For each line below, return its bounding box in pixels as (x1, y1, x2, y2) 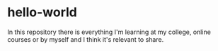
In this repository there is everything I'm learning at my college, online (7, 28, 211, 36)
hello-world (7, 4, 78, 21)
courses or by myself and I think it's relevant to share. (7, 35, 164, 43)
